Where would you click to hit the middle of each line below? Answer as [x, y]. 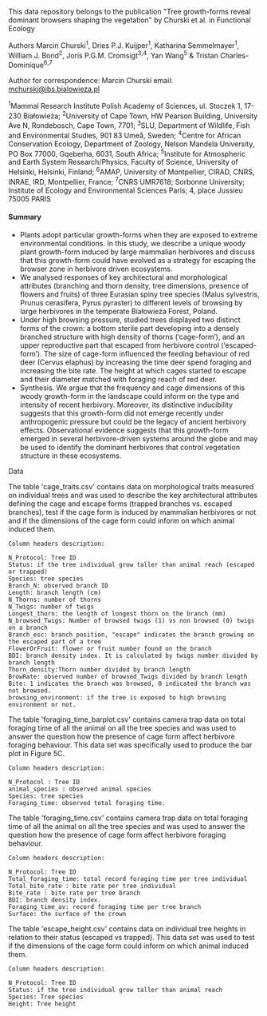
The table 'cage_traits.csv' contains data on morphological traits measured [131, 486]
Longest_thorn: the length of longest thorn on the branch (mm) [117, 614]
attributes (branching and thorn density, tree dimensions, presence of [134, 285]
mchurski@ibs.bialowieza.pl [54, 89]
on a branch [28, 628]
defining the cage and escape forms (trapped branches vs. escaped [120, 504]
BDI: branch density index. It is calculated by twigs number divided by [133, 655]
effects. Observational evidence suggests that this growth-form [124, 430]
